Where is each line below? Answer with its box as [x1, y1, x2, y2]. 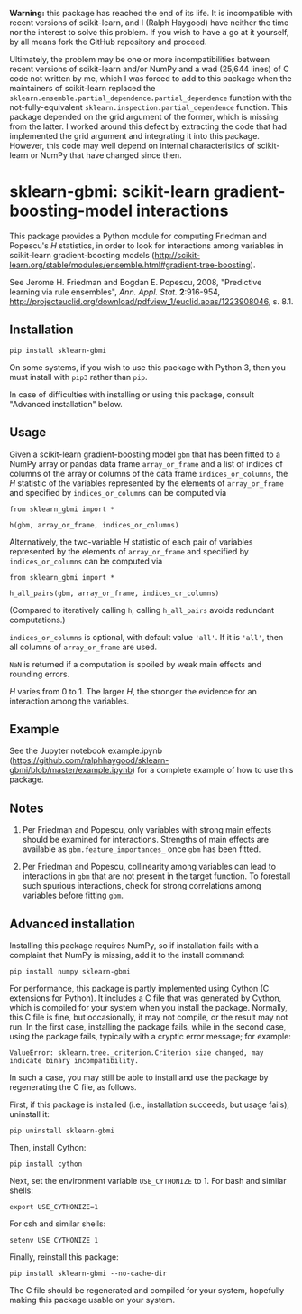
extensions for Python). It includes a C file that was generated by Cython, [9, 992, 282, 1003]
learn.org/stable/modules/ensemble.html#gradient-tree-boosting [9, 259, 251, 270]
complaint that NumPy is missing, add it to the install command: [9, 950, 245, 960]
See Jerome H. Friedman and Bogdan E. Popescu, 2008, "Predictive [9, 276, 262, 287]
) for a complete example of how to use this [132, 765, 294, 776]
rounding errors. [9, 668, 70, 679]
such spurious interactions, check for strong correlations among [22, 881, 261, 891]
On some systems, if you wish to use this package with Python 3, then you [9, 361, 286, 373]
